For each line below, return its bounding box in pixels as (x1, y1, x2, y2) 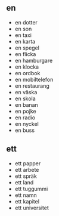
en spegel (14, 44, 40, 51)
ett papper (14, 159, 41, 167)
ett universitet (14, 204, 49, 211)
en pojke (14, 107, 37, 115)
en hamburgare (14, 57, 53, 64)
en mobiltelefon (14, 76, 54, 83)
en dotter (14, 18, 38, 26)
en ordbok (14, 69, 41, 76)
